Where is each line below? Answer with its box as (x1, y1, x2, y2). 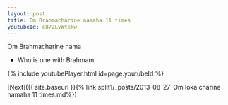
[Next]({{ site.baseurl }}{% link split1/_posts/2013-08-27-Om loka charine (7, 83, 221, 92)
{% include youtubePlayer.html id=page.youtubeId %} (7, 69, 164, 78)
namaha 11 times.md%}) (7, 90, 78, 99)
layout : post (7, 10, 46, 17)
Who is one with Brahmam (17, 56, 95, 64)
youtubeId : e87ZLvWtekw (7, 23, 78, 30)
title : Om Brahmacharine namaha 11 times (7, 17, 131, 24)
